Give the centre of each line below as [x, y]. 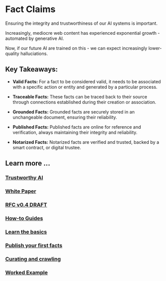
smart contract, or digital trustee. [47, 147]
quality [12, 53]
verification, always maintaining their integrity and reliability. [75, 132]
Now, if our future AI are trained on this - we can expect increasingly [76, 48]
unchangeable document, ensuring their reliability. [65, 117]
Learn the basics [26, 232]
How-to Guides [24, 218]
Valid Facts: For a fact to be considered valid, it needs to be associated [87, 81]
